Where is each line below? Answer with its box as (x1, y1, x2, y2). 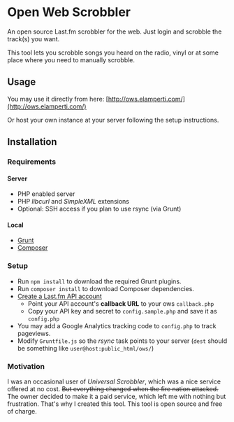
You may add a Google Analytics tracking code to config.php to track (17, 321, 217, 330)
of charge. (7, 407, 37, 416)
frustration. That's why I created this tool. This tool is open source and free (7, 400, 223, 408)
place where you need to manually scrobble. (7, 55, 135, 64)
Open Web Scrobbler (7, 4, 131, 20)
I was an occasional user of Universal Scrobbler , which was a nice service (7, 377, 221, 386)
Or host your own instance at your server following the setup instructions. (7, 115, 219, 124)
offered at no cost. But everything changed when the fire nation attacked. (7, 385, 219, 393)
